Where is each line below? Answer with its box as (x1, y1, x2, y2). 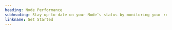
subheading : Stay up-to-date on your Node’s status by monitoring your (5, 12, 161, 17)
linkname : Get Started (5, 17, 53, 22)
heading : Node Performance (5, 7, 63, 13)
